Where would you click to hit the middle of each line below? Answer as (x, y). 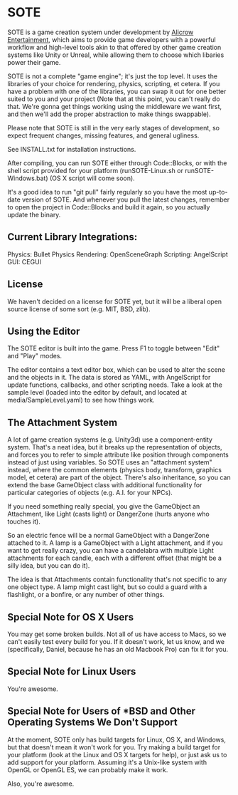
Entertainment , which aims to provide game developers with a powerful (112, 39)
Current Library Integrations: (72, 237)
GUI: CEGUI (24, 261)
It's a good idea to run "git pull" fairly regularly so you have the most (107, 192)
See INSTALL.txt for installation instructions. (72, 149)
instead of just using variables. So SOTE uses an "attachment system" (110, 462)
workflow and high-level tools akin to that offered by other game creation (114, 47)
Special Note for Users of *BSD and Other (102, 711)
